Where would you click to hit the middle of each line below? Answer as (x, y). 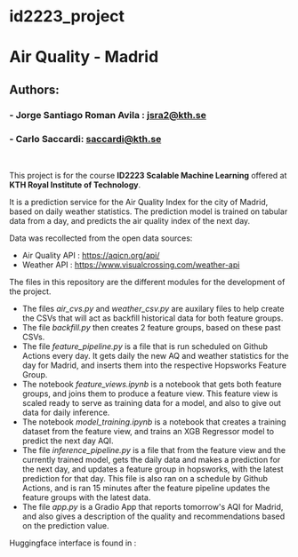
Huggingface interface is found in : (73, 543)
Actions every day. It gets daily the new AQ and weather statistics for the (155, 355)
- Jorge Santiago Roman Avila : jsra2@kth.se (108, 115)
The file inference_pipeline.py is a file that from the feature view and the (154, 450)
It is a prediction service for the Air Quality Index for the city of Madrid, (139, 202)
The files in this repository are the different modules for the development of (147, 282)
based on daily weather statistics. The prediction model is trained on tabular (149, 211)
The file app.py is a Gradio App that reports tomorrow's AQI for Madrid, (153, 506)
